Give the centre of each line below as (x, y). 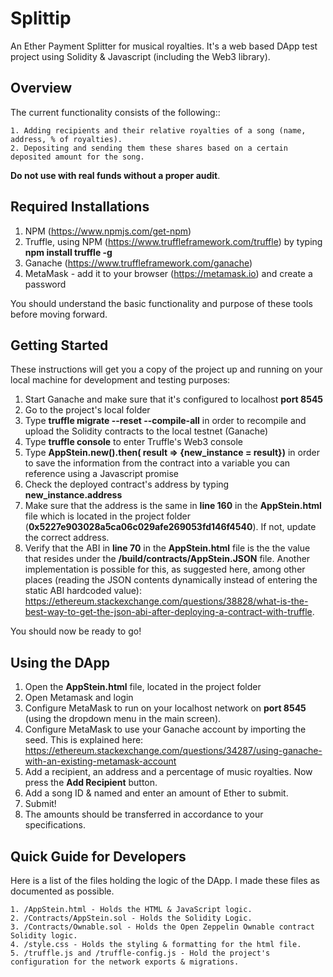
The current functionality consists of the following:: (115, 112)
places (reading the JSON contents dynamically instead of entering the (171, 580)
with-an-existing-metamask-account (100, 761)
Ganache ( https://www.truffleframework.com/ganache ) (138, 263)
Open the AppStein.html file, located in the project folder (143, 687)
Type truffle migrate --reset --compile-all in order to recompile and (165, 421)
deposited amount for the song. (77, 157)
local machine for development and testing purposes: (120, 380)
